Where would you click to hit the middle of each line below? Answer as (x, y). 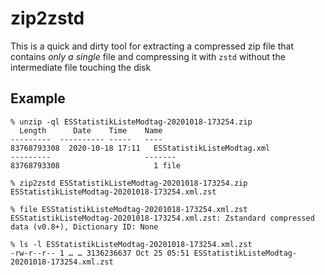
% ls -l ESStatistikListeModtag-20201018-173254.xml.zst (131, 244)
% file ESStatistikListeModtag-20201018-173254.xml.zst (129, 209)
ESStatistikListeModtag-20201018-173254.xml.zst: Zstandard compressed (162, 218)
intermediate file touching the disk (81, 67)
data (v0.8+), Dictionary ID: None (84, 227)
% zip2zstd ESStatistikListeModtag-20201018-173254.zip (129, 183)
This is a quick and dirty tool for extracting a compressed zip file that (152, 46)
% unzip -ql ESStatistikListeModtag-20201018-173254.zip (131, 122)
